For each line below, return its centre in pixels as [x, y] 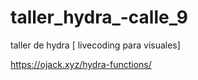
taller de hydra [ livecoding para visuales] [95, 45]
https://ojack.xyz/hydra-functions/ [81, 64]
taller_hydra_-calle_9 [99, 17]
